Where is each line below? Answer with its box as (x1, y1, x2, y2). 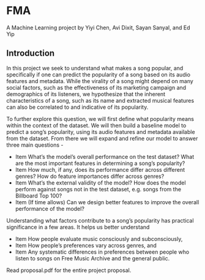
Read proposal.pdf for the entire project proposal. (6, 267, 132, 274)
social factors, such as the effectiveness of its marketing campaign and (6, 84, 187, 91)
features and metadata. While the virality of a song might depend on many (6, 77, 194, 84)
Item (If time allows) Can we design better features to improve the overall (15, 198, 199, 205)
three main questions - (6, 141, 64, 149)
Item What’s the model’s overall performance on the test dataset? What (15, 153, 195, 160)
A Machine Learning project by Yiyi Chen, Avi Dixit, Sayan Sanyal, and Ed (6, 24, 190, 31)
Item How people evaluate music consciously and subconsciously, (15, 235, 183, 242)
